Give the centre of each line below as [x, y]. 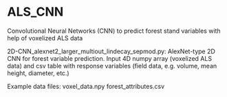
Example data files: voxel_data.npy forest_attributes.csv [86, 86]
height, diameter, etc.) [39, 73]
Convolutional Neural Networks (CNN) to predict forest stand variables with [114, 31]
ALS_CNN [35, 12]
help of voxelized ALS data [45, 38]
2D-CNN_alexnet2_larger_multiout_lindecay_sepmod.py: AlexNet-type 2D [111, 51]
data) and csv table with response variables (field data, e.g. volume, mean [112, 66]
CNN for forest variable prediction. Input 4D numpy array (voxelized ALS [109, 58]
